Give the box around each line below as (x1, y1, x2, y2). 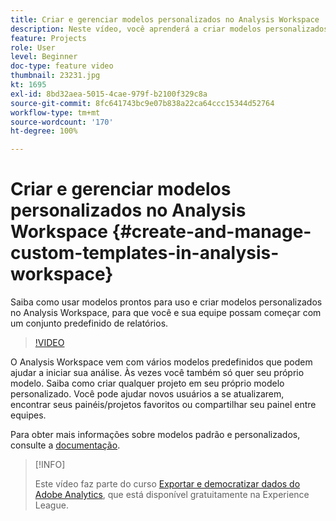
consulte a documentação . (10, 439, 121, 451)
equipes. (10, 409, 47, 421)
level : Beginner (10, 52, 78, 62)
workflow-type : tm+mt (10, 107, 101, 118)
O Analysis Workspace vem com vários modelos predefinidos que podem (10, 356, 313, 368)
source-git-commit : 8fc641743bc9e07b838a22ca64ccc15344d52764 (10, 98, 275, 108)
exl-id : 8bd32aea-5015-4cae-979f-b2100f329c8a (10, 89, 208, 99)
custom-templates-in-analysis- (10, 242, 280, 265)
